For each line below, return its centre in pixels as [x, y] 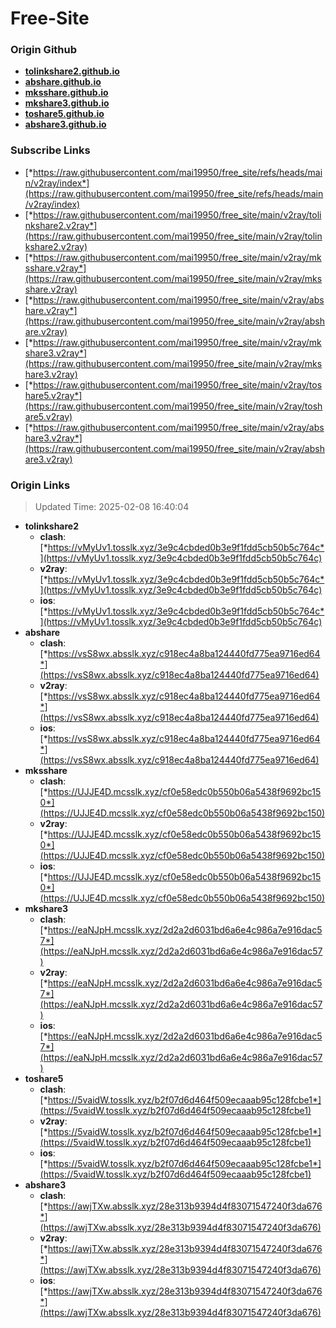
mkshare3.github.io [67, 103]
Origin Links [40, 485]
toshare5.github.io [64, 114]
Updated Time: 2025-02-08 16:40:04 [112, 507]
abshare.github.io [63, 82]
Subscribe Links [50, 150]
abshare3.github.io [65, 124]
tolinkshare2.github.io [72, 71]
